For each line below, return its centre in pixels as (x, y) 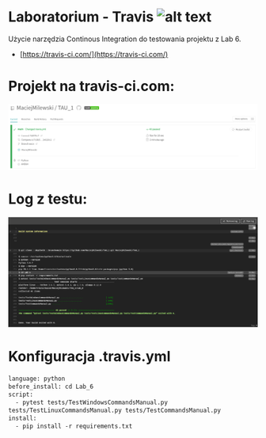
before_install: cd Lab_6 (51, 387)
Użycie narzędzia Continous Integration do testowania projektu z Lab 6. (125, 39)
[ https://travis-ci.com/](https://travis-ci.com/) (94, 54)
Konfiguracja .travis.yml (89, 357)
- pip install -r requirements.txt (74, 427)
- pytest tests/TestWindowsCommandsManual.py (92, 403)
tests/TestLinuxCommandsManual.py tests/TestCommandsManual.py (115, 411)
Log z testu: (48, 199)
